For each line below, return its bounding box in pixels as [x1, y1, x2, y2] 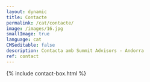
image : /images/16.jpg [6, 25, 63, 32]
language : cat [6, 37, 42, 42]
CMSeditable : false [6, 42, 55, 48]
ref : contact [6, 53, 39, 59]
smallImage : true [6, 31, 50, 37]
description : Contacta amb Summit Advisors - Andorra [6, 48, 145, 54]
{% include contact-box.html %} [6, 69, 87, 77]
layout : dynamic [6, 8, 47, 15]
